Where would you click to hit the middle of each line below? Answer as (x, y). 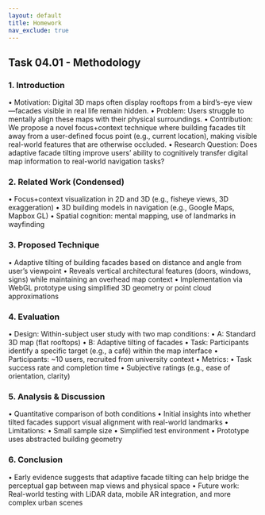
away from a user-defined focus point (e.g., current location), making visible (133, 136)
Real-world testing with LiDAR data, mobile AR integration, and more (120, 494)
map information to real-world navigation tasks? (86, 161)
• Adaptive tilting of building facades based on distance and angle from (125, 262)
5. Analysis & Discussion (57, 396)
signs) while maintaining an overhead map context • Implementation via (126, 279)
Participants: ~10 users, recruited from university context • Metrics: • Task (130, 359)
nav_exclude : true (38, 30)
